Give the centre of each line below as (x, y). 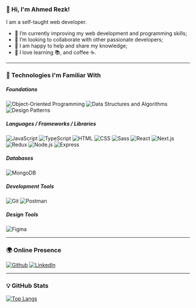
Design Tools (22, 214)
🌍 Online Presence (34, 250)
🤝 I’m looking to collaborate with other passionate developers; (89, 40)
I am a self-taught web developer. (46, 22)
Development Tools (30, 186)
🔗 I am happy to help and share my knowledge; (71, 46)
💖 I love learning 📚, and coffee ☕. (55, 53)
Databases (20, 158)
